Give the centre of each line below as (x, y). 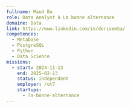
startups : (30, 90)
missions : (19, 62)
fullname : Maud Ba (29, 12)
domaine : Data (24, 23)
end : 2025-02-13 (38, 73)
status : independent (43, 79)
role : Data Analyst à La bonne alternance (60, 17)
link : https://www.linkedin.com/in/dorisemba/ (66, 28)
